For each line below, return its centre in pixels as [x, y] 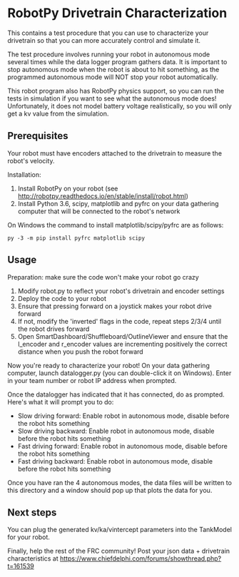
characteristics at [33, 558]
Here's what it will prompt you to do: [61, 402]
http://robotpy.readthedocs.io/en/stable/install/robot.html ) [103, 196]
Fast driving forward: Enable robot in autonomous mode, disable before [123, 446]
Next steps [32, 512]
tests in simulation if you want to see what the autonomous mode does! [112, 98]
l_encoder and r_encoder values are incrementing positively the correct [122, 344]
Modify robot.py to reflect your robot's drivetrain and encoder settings [121, 291]
